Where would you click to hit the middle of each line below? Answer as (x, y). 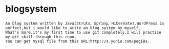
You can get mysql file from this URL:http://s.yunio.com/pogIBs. (78, 41)
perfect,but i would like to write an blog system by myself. (73, 28)
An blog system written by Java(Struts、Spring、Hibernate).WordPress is (85, 23)
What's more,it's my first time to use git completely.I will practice (83, 32)
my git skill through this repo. (41, 37)
